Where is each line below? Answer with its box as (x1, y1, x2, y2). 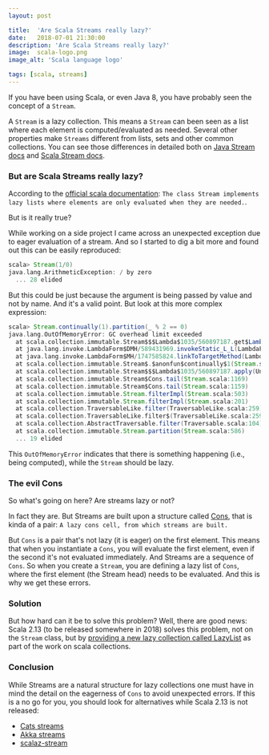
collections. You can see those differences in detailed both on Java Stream (8, 142, 255, 151)
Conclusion (8, 662, 54, 673)
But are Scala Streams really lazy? (8, 170, 144, 181)
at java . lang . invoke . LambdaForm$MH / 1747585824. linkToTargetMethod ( (15, 353, 246, 361)
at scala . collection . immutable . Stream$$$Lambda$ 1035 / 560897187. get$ (15, 337, 249, 345)
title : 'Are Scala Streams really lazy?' (8, 26, 152, 34)
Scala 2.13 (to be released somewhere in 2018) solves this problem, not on (8, 624, 254, 634)
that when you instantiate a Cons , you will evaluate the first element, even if (8, 544, 255, 554)
